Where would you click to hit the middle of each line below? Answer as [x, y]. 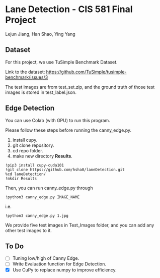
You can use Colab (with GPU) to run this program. [58, 120]
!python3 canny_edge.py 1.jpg [37, 215]
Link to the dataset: [25, 72]
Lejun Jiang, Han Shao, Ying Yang [40, 34]
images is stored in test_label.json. [41, 92]
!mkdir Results [21, 178]
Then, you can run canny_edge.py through [49, 188]
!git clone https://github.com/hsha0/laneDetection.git [65, 170]
